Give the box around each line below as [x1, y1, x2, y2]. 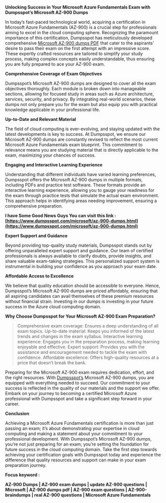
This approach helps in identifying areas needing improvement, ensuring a [5, 198, 157, 204]
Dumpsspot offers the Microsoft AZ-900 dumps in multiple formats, [5, 177, 143, 182]
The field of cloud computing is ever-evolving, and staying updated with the [5, 126, 160, 132]
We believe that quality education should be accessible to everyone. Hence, [5, 282, 160, 288]
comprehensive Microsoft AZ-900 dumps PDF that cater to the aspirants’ [5, 40, 154, 46]
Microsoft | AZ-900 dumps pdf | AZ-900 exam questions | [5, 487, 127, 493]
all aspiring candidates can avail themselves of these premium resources [5, 293, 154, 299]
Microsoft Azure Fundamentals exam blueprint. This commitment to [5, 142, 143, 148]
